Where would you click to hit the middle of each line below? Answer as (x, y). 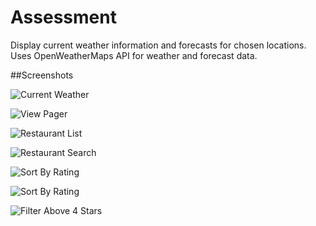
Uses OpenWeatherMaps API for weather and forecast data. (134, 55)
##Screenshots (42, 75)
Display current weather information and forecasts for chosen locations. (158, 45)
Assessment (63, 17)
